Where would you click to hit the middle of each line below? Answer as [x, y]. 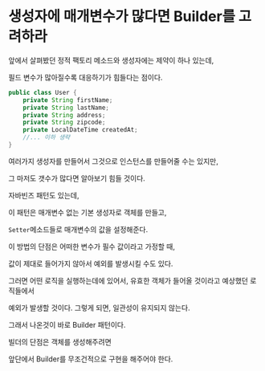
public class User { [43, 92]
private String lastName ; [66, 108]
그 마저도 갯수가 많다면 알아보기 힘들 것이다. [77, 178]
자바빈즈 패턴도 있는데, [44, 195]
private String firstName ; [68, 100]
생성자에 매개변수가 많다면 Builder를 [122, 16]
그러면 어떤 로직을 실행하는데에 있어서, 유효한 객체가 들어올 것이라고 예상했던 [128, 280]
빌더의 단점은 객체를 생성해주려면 [60, 341]
